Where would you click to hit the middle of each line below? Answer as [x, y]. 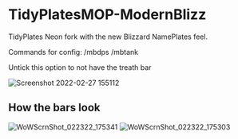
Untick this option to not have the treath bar [80, 67]
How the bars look [54, 108]
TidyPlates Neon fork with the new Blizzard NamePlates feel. [108, 37]
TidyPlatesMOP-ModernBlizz [107, 15]
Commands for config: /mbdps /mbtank [73, 52]
